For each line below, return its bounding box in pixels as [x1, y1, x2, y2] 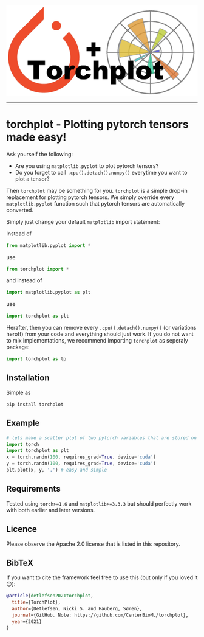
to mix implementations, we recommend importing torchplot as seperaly [6, 337, 188, 344]
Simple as [6, 389, 31, 396]
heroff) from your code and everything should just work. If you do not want [6, 330, 194, 338]
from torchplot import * [6, 266, 69, 272]
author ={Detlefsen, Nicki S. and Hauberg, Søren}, [12, 606, 143, 612]
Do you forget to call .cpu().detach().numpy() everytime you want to [15, 169, 188, 176]
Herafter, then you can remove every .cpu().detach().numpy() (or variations [6, 324, 197, 332]
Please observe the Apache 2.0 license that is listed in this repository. [6, 540, 180, 548]
